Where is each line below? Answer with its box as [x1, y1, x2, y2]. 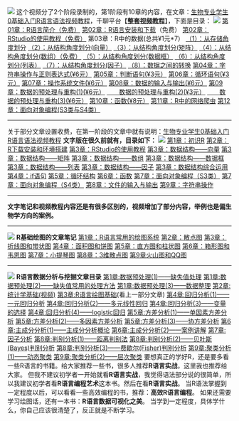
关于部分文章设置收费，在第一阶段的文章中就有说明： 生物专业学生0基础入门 [7, 127, 230, 135]
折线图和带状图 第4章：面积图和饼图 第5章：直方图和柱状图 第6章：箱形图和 [7, 242, 230, 250]
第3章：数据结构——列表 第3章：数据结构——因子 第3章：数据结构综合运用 [7, 163, 228, 171]
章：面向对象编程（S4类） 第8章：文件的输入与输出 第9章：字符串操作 [7, 181, 214, 188]
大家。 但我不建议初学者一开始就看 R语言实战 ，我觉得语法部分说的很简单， [7, 371, 225, 378]
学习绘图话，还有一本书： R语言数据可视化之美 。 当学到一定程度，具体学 [7, 397, 219, 405]
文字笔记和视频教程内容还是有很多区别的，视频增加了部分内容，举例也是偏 [7, 203, 225, 210]
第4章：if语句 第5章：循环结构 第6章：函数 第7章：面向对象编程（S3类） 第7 [7, 171, 232, 180]
